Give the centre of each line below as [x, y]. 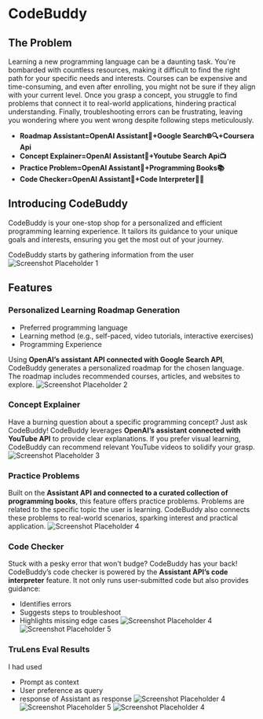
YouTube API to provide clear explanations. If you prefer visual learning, [124, 438]
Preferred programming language [73, 327]
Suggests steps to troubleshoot [70, 612]
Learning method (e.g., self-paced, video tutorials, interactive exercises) [136, 336]
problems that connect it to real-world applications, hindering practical [122, 103]
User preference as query [61, 690]
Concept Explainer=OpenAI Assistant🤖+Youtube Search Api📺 [123, 156]
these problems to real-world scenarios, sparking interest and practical [123, 518]
